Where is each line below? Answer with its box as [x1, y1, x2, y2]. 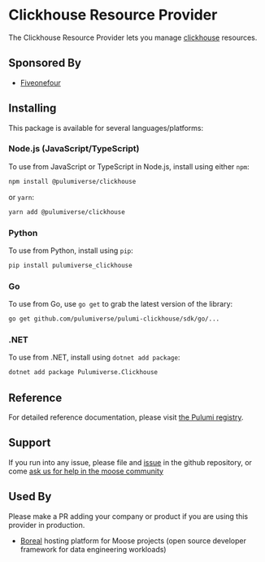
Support [8, 436, 51, 450]
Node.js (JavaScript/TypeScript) [8, 143, 140, 155]
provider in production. [8, 520, 85, 529]
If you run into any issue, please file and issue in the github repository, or [8, 457, 252, 467]
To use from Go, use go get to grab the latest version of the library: [8, 299, 233, 309]
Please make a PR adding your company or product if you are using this [8, 511, 249, 521]
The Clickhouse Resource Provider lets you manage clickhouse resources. [8, 33, 258, 42]
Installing [8, 102, 57, 115]
